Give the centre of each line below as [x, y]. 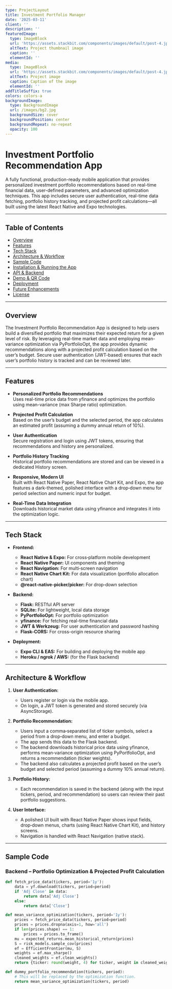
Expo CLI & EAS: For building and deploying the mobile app [83, 651]
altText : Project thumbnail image [47, 48]
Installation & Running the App [45, 267]
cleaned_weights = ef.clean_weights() [56, 958]
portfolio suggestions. [44, 799]
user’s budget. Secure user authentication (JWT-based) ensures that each [84, 355]
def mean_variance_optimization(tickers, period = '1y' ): [66, 915]
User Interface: [29, 810]
